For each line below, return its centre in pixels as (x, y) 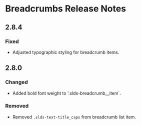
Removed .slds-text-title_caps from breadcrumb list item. (74, 117)
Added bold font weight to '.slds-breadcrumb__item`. (67, 93)
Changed (17, 82)
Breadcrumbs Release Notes (66, 9)
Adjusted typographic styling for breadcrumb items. (66, 52)
